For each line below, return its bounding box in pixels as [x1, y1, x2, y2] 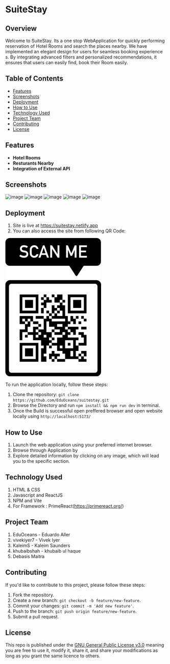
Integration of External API [12, 165, 70, 171]
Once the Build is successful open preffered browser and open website [12, 408, 163, 414]
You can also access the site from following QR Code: [12, 228, 126, 234]
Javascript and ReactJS [12, 492, 63, 498]
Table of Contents [5, 74, 64, 83]
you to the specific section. [12, 458, 70, 464]
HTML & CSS [12, 486, 40, 493]
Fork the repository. [12, 592, 55, 598]
